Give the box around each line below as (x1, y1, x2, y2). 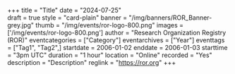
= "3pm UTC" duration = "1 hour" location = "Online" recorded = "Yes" (7, 51, 213, 59)
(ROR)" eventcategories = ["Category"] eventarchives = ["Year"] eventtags (7, 36, 225, 44)
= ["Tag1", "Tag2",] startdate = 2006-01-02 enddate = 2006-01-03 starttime (7, 44, 228, 51)
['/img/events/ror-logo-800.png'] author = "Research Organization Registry (7, 28, 227, 37)
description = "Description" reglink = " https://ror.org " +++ (7, 58, 176, 66)
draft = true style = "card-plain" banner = (7, 13, 128, 22)
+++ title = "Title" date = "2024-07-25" (7, 6, 121, 14)
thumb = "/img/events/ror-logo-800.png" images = (35, 21, 184, 29)
